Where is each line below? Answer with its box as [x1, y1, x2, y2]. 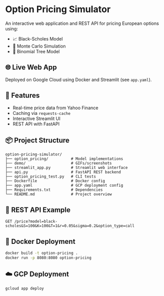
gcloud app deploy [5, 286, 44, 291]
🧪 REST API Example [5, 205, 71, 214]
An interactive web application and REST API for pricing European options [5, 20, 159, 26]
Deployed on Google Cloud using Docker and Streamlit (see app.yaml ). [5, 76, 152, 82]
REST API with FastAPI [12, 120, 60, 127]
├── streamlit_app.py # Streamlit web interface [5, 165, 128, 171]
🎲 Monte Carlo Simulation [12, 43, 66, 49]
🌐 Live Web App [5, 63, 57, 72]
